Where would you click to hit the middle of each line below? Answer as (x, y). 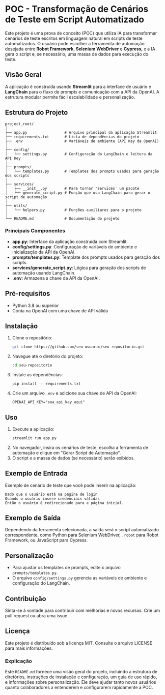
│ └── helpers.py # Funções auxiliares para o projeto (73, 210)
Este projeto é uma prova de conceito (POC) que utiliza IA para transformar (81, 33)
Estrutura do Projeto (37, 112)
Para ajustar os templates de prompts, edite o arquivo (67, 568)
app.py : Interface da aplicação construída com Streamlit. (70, 242)
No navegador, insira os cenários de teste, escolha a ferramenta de (80, 447)
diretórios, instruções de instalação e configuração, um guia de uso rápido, (81, 677)
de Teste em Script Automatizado (75, 19)
